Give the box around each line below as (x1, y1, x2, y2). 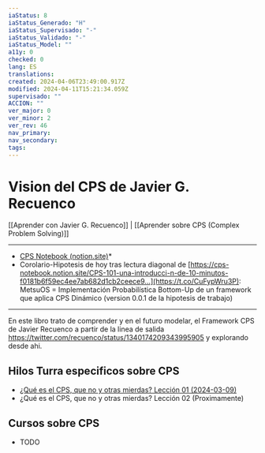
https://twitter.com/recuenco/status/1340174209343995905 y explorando (8, 333, 248, 343)
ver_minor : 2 (8, 114, 51, 122)
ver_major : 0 (8, 107, 51, 115)
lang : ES (8, 63, 37, 71)
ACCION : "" (8, 99, 44, 107)
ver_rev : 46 (8, 122, 47, 129)
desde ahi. (8, 341, 43, 351)
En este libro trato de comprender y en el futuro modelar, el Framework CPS (8, 316, 255, 326)
